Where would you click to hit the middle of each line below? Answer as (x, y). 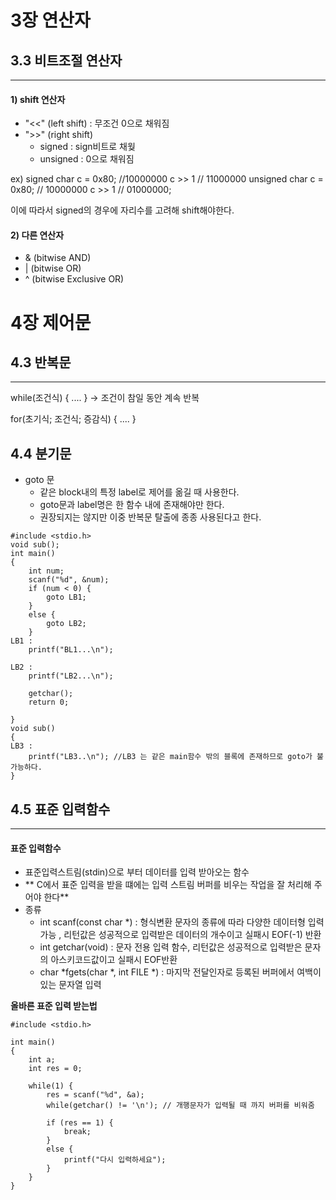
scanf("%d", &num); (69, 580)
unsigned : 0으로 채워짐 (87, 159)
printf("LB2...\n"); (71, 676)
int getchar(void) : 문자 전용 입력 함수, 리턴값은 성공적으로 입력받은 (171, 947)
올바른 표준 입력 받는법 (54, 1006)
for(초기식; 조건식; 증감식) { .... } (73, 419)
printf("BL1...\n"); (71, 650)
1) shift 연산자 (38, 99)
